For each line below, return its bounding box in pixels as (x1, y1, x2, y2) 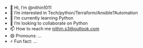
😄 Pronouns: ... (9, 33, 42, 39)
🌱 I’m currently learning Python (9, 15, 73, 21)
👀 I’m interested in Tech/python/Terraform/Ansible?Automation (9, 10, 138, 16)
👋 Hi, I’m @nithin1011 (9, 5, 52, 10)
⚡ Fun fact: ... (9, 38, 37, 44)
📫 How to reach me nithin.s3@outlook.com (9, 26, 99, 31)
